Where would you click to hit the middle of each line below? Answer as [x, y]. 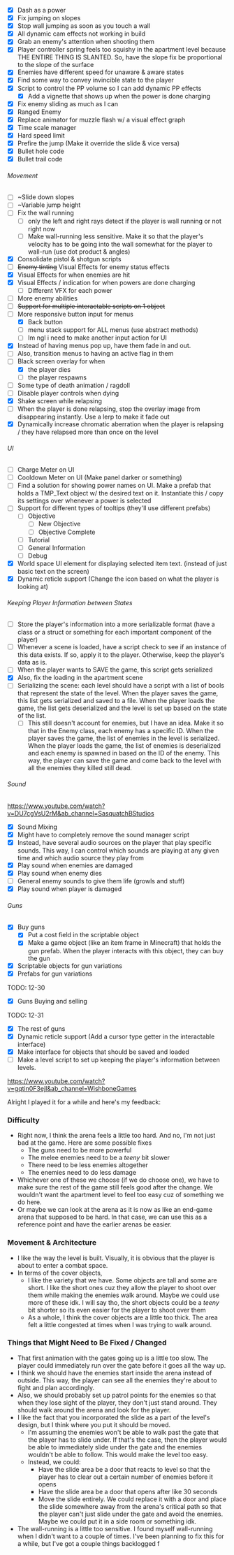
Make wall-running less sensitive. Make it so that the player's [116, 236]
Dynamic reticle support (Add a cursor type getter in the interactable [116, 1036]
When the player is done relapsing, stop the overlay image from [109, 409]
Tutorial [39, 540]
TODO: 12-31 [25, 1015]
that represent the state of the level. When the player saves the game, [118, 693]
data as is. [32, 663]
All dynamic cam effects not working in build [81, 34]
